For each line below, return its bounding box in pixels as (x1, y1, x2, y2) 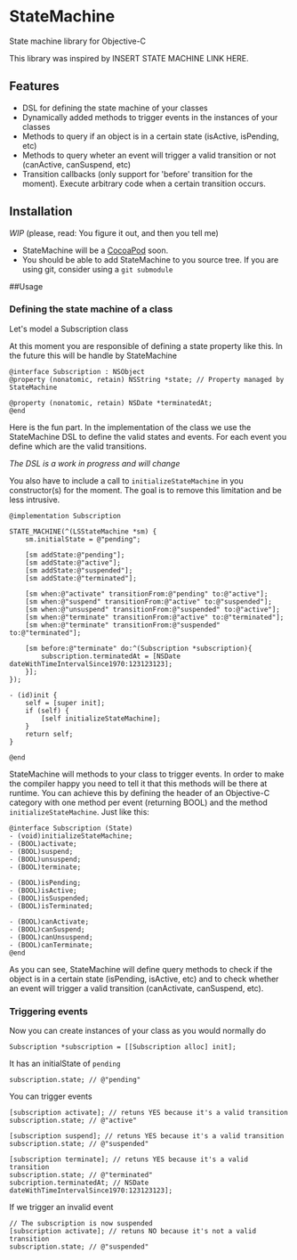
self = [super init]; (25, 698, 105, 707)
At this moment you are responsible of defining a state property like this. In (9, 340, 283, 351)
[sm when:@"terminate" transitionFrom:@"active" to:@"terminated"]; (25, 613, 285, 622)
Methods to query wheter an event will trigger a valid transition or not (21, 150, 277, 160)
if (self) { (25, 706, 69, 715)
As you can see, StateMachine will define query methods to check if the (9, 963, 273, 974)
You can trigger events (9, 1091, 92, 1101)
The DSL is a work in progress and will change (9, 458, 181, 468)
